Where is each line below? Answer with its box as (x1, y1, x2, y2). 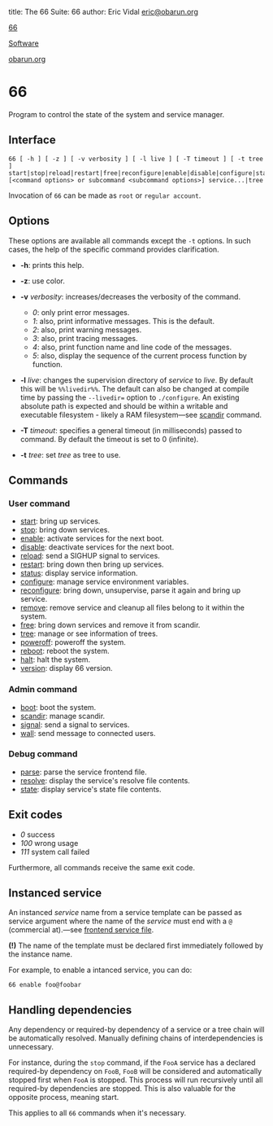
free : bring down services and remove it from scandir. (19, 620, 201, 630)
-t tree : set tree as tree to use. (19, 449, 121, 459)
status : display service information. (19, 568, 138, 578)
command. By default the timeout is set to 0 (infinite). (19, 434, 199, 444)
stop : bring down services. (19, 525, 110, 535)
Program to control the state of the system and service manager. (8, 109, 225, 119)
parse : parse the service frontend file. (19, 767, 148, 777)
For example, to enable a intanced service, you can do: (8, 965, 193, 975)
